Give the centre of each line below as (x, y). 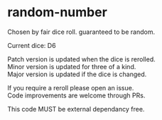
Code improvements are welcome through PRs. (76, 95)
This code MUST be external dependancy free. (76, 109)
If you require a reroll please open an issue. (71, 88)
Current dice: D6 (32, 45)
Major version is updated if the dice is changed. (77, 74)
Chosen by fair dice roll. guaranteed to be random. (81, 32)
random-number (58, 12)
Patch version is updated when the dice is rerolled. (82, 59)
